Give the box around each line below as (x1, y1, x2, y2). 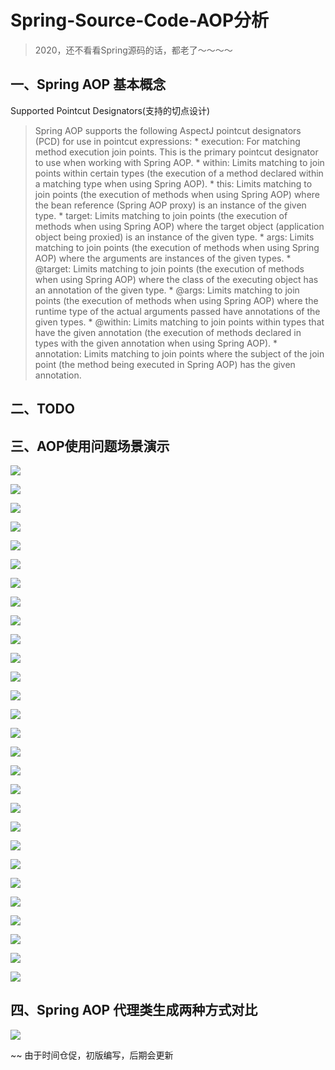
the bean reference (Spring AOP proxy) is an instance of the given (34, 199, 307, 211)
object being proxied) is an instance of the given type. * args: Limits (34, 231, 315, 243)
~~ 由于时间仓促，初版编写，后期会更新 (10, 1049, 174, 1061)
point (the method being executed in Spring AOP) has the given (34, 358, 296, 370)
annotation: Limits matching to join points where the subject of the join (34, 347, 325, 360)
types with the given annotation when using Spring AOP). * (34, 337, 278, 349)
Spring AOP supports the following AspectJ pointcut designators (34, 124, 302, 136)
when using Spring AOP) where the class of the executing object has (34, 273, 319, 285)
